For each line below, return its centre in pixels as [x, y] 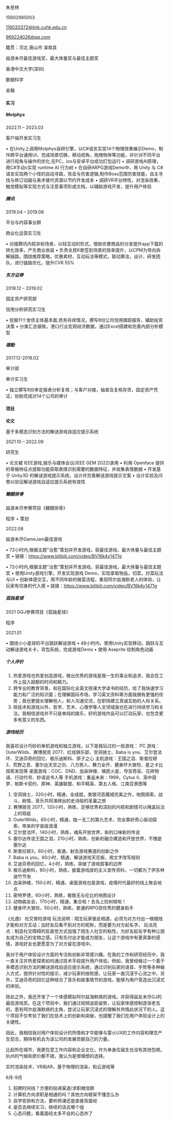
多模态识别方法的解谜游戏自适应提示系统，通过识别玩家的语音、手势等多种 [83, 967]
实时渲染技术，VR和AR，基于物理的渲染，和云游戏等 [60, 1067]
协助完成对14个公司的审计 [41, 396]
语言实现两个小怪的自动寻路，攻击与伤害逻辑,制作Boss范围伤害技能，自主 [82, 173]
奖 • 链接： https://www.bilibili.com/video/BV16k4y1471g [64, 556]
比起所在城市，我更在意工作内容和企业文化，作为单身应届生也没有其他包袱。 [85, 1049]
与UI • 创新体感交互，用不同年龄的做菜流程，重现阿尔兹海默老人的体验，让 [83, 579]
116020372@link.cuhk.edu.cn [36, 27]
